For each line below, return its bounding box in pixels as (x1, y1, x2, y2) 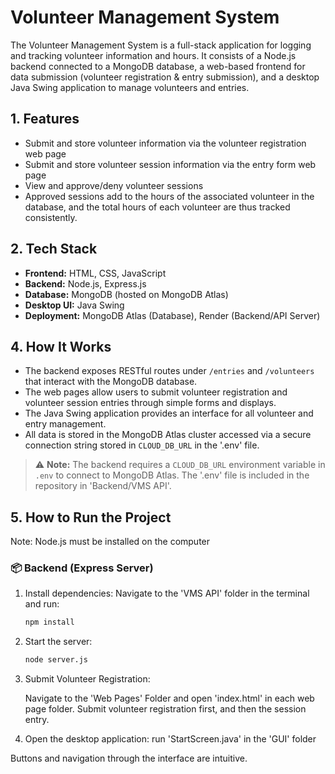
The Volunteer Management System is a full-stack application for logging (10, 39, 312, 51)
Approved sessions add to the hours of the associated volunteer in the (24, 190, 315, 202)
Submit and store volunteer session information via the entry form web (24, 158, 317, 170)
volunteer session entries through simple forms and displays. (24, 397, 277, 409)
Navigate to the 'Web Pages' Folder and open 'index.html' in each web (24, 692, 315, 705)
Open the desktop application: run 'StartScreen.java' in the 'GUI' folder (24, 733, 317, 745)
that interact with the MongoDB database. (24, 376, 198, 388)
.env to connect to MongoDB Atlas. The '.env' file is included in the (34, 469, 310, 481)
